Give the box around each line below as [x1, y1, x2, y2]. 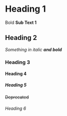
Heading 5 [5, 82, 27, 88]
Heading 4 [5, 71, 27, 77]
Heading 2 [5, 34, 38, 42]
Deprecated [5, 94, 29, 100]
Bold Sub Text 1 [5, 19, 37, 25]
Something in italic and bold [5, 46, 62, 52]
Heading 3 [5, 58, 30, 65]
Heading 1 [5, 3, 46, 15]
